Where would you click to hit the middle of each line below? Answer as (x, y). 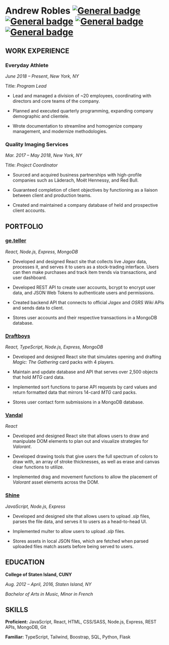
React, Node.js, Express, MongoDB (42, 252)
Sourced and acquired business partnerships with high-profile (77, 175)
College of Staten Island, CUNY (39, 574)
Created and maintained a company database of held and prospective (85, 205)
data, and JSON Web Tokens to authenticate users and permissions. (83, 292)
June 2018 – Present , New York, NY (42, 76)
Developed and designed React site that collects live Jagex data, (80, 261)
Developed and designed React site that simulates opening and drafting (87, 357)
